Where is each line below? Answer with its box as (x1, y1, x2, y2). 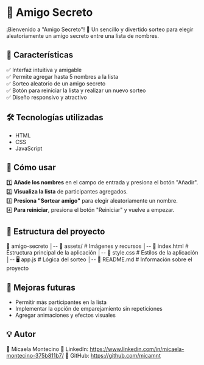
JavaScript (15, 145, 43, 152)
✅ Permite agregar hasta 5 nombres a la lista (6, 73, 119, 80)
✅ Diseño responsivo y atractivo (6, 93, 87, 101)
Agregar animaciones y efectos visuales (15, 311, 116, 319)
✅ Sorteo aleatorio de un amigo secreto (6, 79, 106, 87)
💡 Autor (6, 329, 37, 339)
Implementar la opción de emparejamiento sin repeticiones (15, 305, 163, 312)
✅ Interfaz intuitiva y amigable (6, 66, 82, 73)
